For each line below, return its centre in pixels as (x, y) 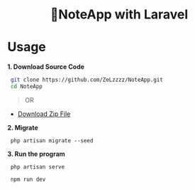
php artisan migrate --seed (52, 141)
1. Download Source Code (46, 67)
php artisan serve (38, 167)
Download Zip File (44, 114)
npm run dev (28, 179)
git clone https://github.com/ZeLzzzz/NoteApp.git (87, 80)
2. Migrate (23, 127)
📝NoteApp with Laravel (119, 15)
